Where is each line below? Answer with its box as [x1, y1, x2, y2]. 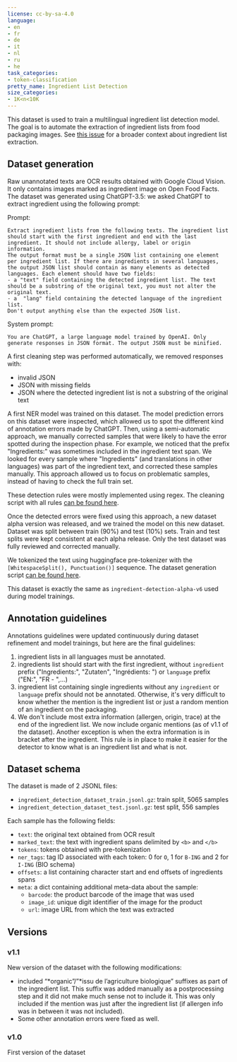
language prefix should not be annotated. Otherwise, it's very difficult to [17, 690, 226, 699]
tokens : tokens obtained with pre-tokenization [17, 846, 151, 854]
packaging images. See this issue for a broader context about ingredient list [7, 130, 228, 139]
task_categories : [7, 69, 59, 76]
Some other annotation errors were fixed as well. [17, 1015, 160, 1023]
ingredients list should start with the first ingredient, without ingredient [17, 660, 224, 668]
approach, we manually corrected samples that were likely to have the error [7, 432, 227, 440]
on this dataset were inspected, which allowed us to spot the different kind [7, 416, 224, 425]
